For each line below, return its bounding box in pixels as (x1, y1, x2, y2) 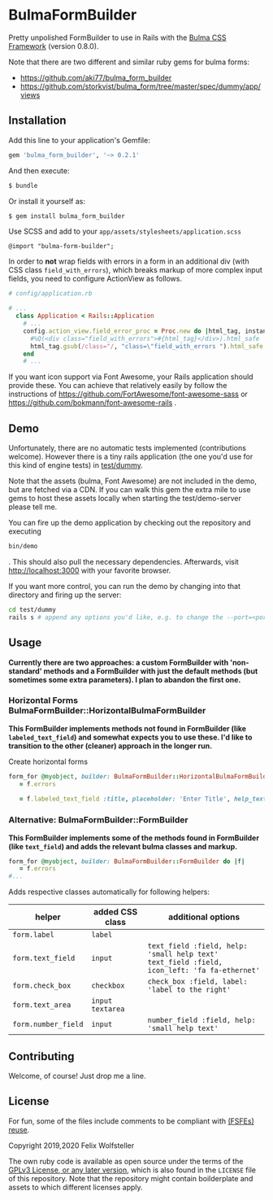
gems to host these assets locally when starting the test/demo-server (8, 494, 241, 504)
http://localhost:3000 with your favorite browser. (8, 565, 171, 575)
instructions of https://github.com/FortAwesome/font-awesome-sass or (8, 389, 248, 399)
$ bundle (8, 181, 38, 190)
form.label (12, 930, 54, 940)
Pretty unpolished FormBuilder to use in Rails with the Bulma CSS (8, 33, 227, 42)
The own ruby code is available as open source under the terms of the (8, 1156, 244, 1166)
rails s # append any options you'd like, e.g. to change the (8, 613, 223, 622)
